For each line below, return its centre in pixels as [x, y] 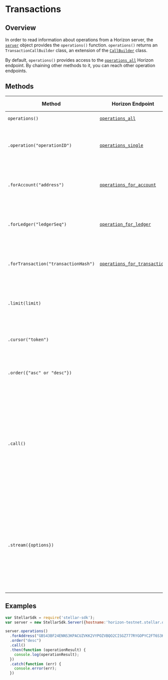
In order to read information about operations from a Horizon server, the [79, 40]
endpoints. [16, 71]
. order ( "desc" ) [25, 641]
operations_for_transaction [133, 264]
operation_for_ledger [125, 224]
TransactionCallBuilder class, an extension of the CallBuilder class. [76, 50]
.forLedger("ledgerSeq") [37, 224]
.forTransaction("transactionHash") [51, 264]
